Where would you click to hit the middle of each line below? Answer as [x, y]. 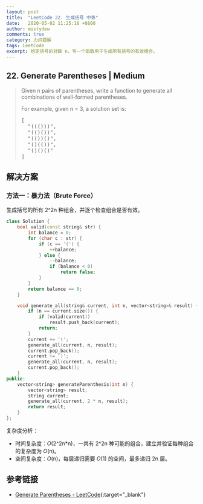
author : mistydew [28, 29]
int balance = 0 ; [50, 233]
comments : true [25, 35]
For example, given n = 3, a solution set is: [74, 108]
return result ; [47, 407]
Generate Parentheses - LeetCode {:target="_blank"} [80, 494]
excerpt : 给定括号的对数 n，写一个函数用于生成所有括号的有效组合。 [82, 51]
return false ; [78, 272]
